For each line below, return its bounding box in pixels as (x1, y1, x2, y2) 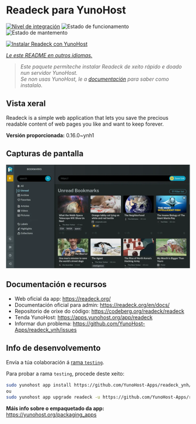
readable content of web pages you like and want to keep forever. (6, 120, 164, 127)
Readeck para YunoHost (6, 4, 127, 17)
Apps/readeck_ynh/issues (14, 326, 77, 333)
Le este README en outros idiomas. (6, 51, 93, 58)
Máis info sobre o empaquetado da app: (6, 405, 104, 412)
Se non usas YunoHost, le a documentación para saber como (20, 75, 169, 82)
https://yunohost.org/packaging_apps (6, 411, 97, 418)
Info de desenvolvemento (6, 343, 101, 353)
